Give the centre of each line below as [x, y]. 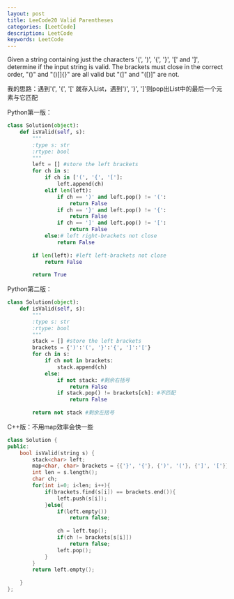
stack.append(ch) [82, 367]
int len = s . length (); [65, 473]
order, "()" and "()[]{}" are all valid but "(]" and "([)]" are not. [93, 75]
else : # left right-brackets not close [101, 236]
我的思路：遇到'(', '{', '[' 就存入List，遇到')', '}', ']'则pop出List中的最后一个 [112, 89]
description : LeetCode [40, 33]
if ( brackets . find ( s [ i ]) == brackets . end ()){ [110, 492]
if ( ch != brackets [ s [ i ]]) [94, 538]
